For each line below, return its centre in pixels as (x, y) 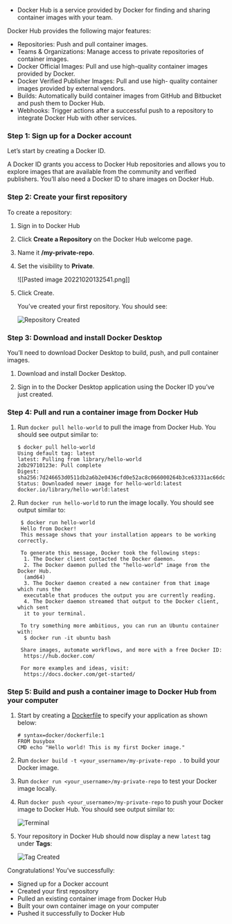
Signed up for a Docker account (63, 884)
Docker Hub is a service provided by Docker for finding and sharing (114, 10)
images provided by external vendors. (71, 88)
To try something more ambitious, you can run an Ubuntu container (120, 626)
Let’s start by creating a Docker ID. (56, 151)
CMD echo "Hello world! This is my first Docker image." (101, 748)
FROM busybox (36, 742)
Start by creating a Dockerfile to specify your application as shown (112, 715)
